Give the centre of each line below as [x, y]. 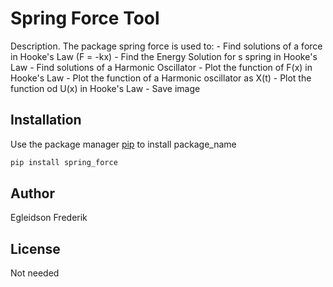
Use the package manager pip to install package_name [123, 144]
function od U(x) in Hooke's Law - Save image [105, 88]
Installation [46, 120]
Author [32, 193]
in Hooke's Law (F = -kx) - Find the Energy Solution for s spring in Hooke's [164, 56]
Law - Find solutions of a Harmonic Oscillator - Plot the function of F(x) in [161, 67]
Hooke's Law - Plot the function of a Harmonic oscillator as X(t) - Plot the [161, 78]
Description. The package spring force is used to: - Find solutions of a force [166, 46]
